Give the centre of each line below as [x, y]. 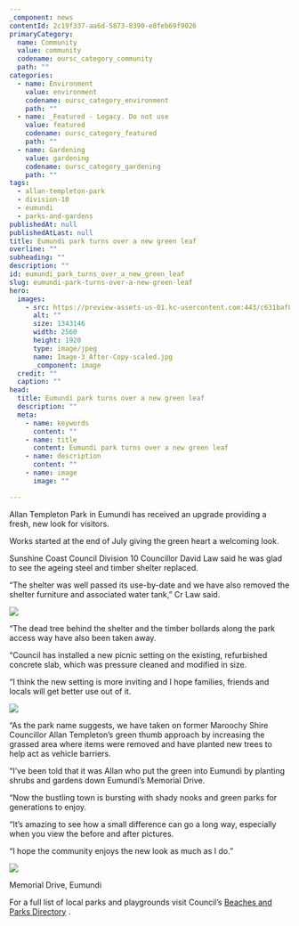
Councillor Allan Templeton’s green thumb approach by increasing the [137, 735]
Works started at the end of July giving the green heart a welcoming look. [144, 540]
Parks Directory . [40, 911]
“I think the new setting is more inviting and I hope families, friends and [139, 681]
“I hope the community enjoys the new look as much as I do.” [121, 850]
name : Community [47, 42]
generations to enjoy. [48, 807]
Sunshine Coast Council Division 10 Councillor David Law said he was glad [146, 558]
